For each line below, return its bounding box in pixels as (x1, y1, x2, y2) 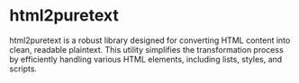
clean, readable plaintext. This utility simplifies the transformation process (9, 44, 284, 54)
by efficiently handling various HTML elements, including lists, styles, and (9, 54, 283, 64)
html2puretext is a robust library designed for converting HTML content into (9, 35, 291, 46)
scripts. (9, 63, 38, 74)
